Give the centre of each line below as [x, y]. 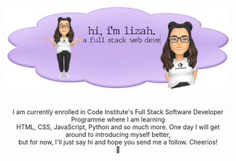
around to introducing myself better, [118, 135]
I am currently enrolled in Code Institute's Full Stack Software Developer [118, 112]
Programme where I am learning [118, 120]
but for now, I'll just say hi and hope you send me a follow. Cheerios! [118, 142]
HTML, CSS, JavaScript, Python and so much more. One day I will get [118, 127]
